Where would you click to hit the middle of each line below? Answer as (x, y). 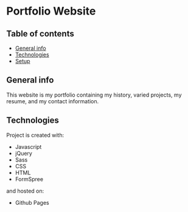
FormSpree (29, 179)
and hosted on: (25, 191)
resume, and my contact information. (53, 101)
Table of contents (40, 34)
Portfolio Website (51, 11)
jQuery (23, 153)
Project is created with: (35, 135)
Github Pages (32, 202)
